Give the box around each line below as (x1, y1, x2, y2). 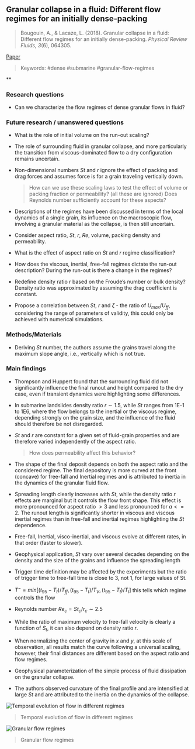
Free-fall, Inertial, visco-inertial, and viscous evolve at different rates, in (14, 532, 186, 540)
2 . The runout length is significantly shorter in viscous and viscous (14, 509, 175, 516)
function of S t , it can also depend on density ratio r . (14, 624, 138, 633)
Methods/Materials (6, 331, 62, 339)
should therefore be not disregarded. (14, 420, 103, 427)
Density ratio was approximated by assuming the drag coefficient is (14, 284, 177, 291)
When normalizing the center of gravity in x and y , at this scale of (14, 637, 172, 644)
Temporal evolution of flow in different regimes (20, 713, 133, 720)
